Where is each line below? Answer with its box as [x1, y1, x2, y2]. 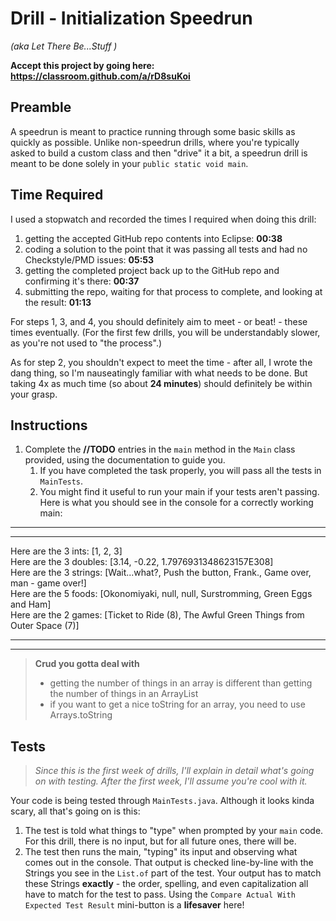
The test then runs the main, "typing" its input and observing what [24, 846, 298, 858]
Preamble [10, 99, 72, 116]
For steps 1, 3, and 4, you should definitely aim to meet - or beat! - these [10, 315, 308, 327]
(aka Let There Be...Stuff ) [10, 40, 118, 52]
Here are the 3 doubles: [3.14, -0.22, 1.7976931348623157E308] [10, 556, 274, 568]
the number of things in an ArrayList [49, 688, 199, 700]
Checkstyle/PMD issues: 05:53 [24, 253, 155, 266]
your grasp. [10, 388, 58, 400]
